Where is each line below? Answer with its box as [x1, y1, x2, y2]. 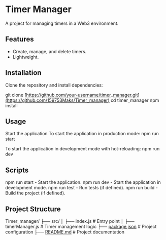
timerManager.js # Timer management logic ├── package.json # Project [5, 224, 157, 229]
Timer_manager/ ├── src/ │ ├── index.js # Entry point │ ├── [5, 218, 135, 224]
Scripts [5, 166, 29, 174]
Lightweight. [12, 54, 39, 60]
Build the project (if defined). [5, 190, 65, 196]
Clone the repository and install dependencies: [5, 82, 103, 88]
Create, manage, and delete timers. [12, 48, 87, 54]
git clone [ [5, 92, 26, 98]
